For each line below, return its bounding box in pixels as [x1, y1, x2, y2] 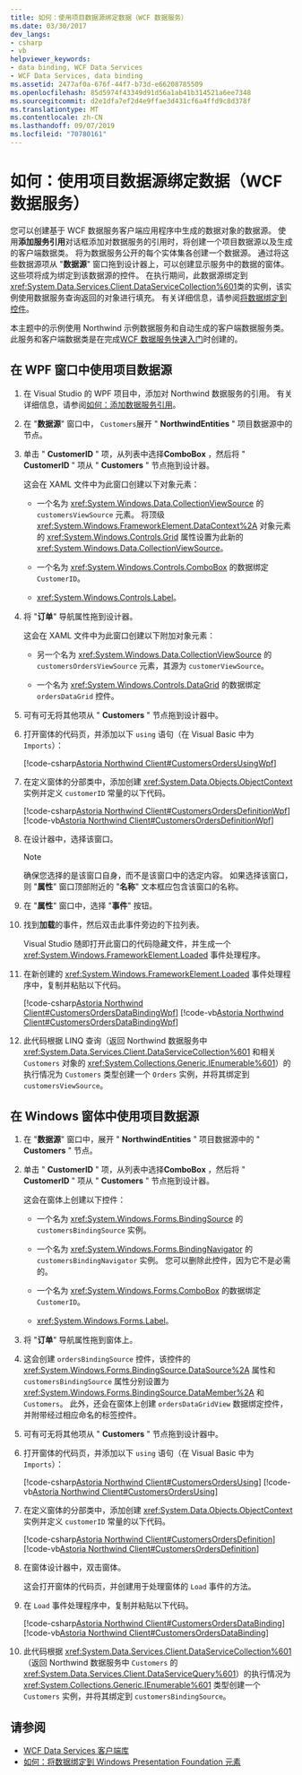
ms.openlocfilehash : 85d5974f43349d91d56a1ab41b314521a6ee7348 [10, 88, 252, 97]
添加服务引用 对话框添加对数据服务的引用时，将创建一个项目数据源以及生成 [18, 236, 293, 247]
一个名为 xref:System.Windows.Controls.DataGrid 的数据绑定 [36, 679, 262, 690]
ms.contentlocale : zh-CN [10, 113, 103, 122]
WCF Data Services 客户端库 [22, 1745, 129, 1756]
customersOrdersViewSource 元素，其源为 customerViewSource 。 [36, 660, 270, 671]
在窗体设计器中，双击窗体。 [22, 1562, 126, 1573]
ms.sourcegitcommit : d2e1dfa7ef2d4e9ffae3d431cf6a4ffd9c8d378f [10, 96, 252, 106]
